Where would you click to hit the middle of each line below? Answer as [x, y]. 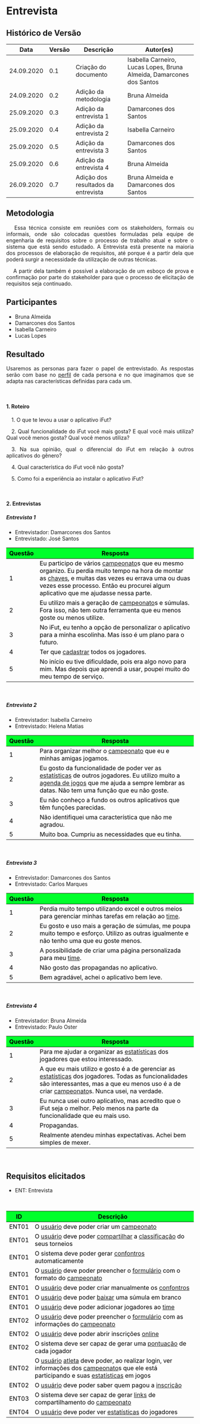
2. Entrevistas [24, 504]
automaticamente [59, 1261]
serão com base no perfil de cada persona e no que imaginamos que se [100, 375]
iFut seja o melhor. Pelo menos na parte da [99, 1108]
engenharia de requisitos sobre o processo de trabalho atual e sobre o [100, 240]
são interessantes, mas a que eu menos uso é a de [110, 1084]
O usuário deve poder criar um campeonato [96, 1226]
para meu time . [61, 958]
